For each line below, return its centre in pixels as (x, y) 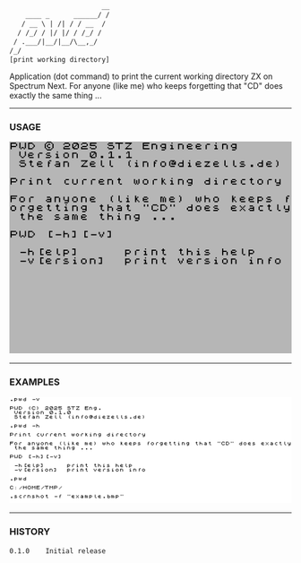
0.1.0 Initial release (57, 551)
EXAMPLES (34, 382)
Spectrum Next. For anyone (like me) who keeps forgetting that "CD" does (146, 86)
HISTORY (30, 532)
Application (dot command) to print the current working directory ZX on (141, 76)
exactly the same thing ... (56, 95)
